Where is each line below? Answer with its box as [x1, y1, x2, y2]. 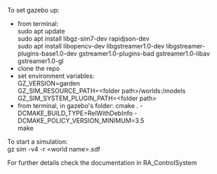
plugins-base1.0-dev [17, 49, 77, 58]
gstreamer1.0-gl [17, 57, 64, 65]
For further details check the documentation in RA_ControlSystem [7, 159, 197, 167]
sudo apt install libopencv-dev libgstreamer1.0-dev [17, 42, 165, 50]
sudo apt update [17, 27, 65, 35]
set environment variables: [17, 72, 95, 80]
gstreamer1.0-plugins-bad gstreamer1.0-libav [78, 49, 211, 58]
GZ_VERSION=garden [17, 79, 81, 87]
